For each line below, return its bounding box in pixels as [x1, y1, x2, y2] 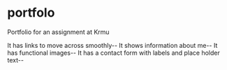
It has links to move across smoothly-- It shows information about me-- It [7, 41, 218, 49]
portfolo [7, 5, 55, 21]
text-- [7, 55, 24, 64]
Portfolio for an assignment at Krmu [7, 28, 110, 36]
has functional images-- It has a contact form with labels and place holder [7, 49, 220, 57]
